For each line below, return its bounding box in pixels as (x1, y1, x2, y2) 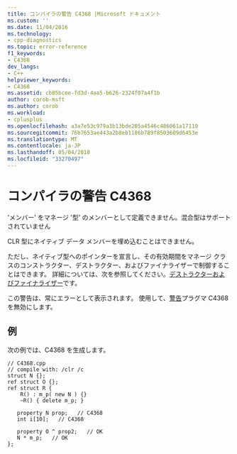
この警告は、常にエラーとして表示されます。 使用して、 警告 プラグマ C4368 (7, 294, 229, 302)
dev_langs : (7, 63, 40, 70)
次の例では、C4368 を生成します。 (7, 345, 110, 354)
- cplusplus (7, 116, 43, 123)
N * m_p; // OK (16, 434, 69, 441)
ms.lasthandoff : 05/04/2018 (7, 149, 91, 156)
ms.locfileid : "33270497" (7, 155, 84, 163)
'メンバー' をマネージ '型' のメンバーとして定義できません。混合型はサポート (7, 213, 231, 221)
